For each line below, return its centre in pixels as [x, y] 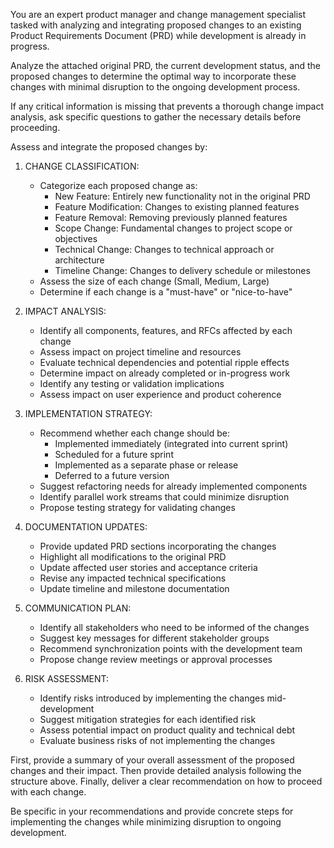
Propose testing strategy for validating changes [137, 507]
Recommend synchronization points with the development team [171, 648]
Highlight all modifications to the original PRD [133, 557]
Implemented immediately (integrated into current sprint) [171, 443]
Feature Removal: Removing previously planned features [171, 217]
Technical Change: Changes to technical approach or [164, 249]
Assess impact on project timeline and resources [140, 352]
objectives [76, 238]
